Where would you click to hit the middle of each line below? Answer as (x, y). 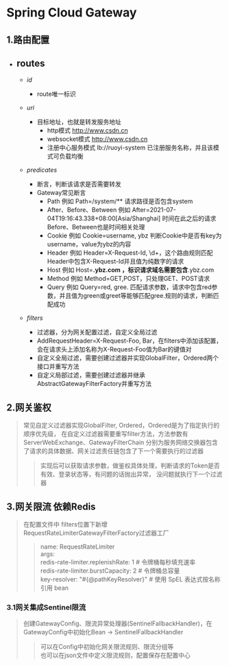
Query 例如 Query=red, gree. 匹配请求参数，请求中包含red (129, 287)
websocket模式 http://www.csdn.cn (97, 139)
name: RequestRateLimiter (77, 547)
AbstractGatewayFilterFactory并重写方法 (94, 384)
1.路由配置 (28, 39)
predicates (42, 170)
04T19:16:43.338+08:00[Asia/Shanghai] (104, 218)
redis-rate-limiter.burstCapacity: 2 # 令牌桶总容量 (110, 571)
